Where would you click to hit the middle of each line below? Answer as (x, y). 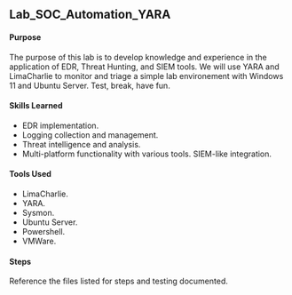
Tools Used (30, 174)
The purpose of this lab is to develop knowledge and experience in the (138, 57)
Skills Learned (36, 106)
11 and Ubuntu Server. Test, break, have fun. (90, 85)
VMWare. (39, 241)
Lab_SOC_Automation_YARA (90, 15)
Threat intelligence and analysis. (81, 144)
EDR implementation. (60, 125)
